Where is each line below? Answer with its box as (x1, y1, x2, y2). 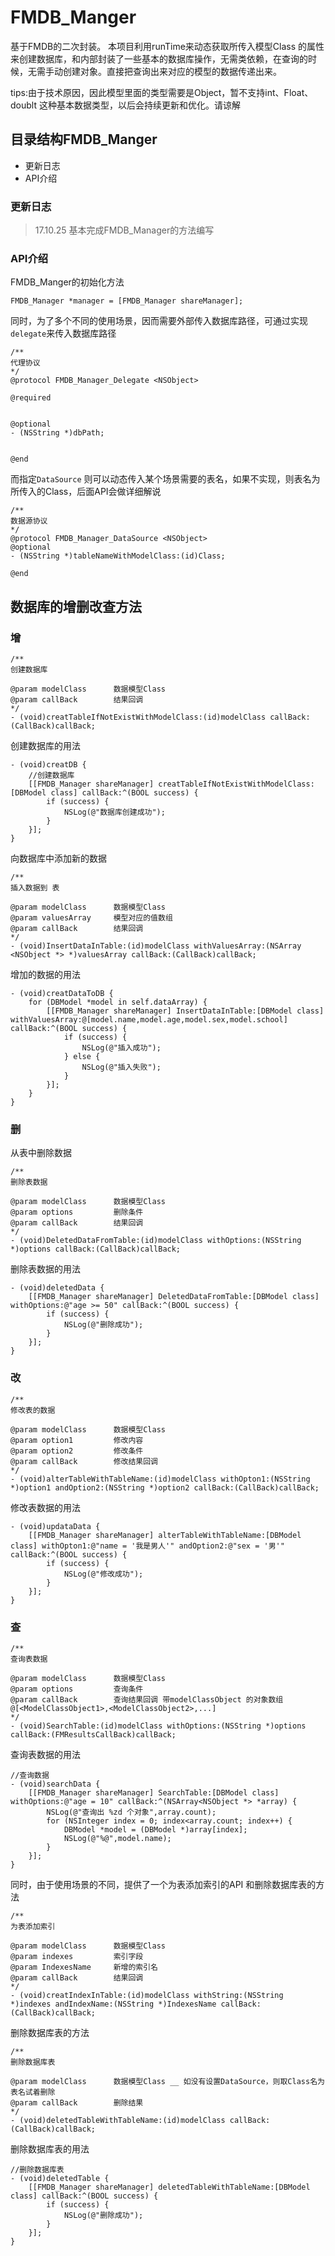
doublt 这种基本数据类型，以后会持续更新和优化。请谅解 (10, 99, 241, 111)
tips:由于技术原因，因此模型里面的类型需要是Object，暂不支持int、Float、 (10, 86, 314, 98)
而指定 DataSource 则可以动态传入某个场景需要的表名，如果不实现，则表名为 (10, 473, 321, 485)
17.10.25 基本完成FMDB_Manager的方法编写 (34, 224, 215, 236)
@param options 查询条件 (10, 1684, 144, 1694)
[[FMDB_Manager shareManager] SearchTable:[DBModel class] (28, 1787, 280, 1798)
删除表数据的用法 (10, 1263, 81, 1275)
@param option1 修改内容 (10, 1435, 144, 1445)
